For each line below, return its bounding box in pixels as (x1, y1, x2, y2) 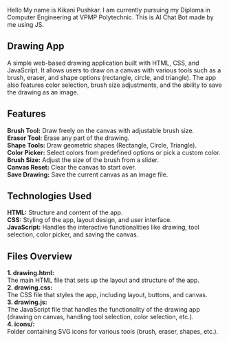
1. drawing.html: (7, 269, 55, 277)
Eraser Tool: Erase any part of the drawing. (7, 134, 130, 142)
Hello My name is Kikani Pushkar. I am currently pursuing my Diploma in (7, 6, 211, 14)
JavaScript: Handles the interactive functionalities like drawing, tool (7, 223, 199, 232)
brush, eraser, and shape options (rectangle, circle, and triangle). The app (7, 73, 217, 81)
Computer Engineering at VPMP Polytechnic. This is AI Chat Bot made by (7, 13, 215, 21)
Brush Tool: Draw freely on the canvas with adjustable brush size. (7, 126, 195, 134)
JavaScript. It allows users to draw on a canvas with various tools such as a (7, 66, 221, 74)
